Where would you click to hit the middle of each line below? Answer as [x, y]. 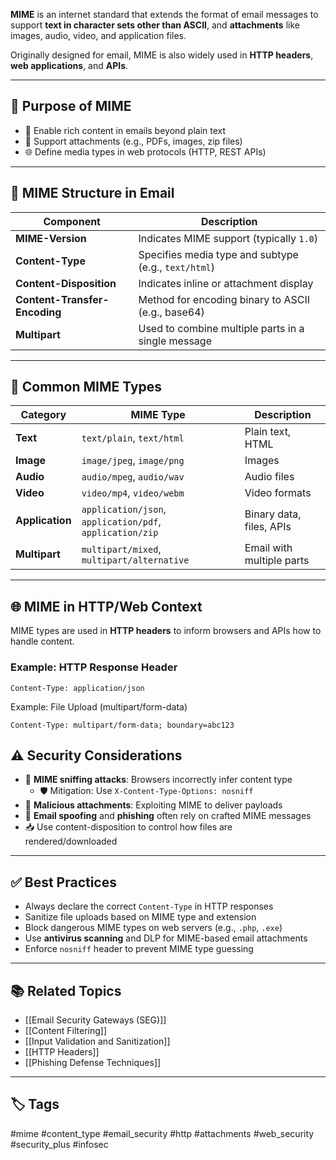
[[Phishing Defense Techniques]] [93, 1062]
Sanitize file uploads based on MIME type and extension [140, 917]
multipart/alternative [135, 560]
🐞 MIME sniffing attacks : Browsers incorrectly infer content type [158, 780]
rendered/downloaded [71, 841]
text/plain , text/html [133, 438]
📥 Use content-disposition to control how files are [128, 827]
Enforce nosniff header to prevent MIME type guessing [139, 949]
